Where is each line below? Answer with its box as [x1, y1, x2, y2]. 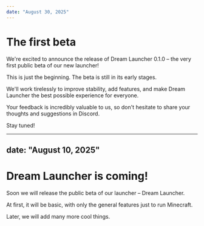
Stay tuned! [6, 122, 35, 129]
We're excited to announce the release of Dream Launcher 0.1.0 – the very [6, 55, 191, 63]
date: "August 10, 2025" [6, 145, 100, 155]
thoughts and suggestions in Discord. [6, 110, 100, 117]
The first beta [6, 35, 76, 49]
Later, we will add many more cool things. [6, 213, 110, 220]
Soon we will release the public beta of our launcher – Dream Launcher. [6, 189, 185, 196]
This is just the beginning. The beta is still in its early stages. [6, 74, 157, 81]
